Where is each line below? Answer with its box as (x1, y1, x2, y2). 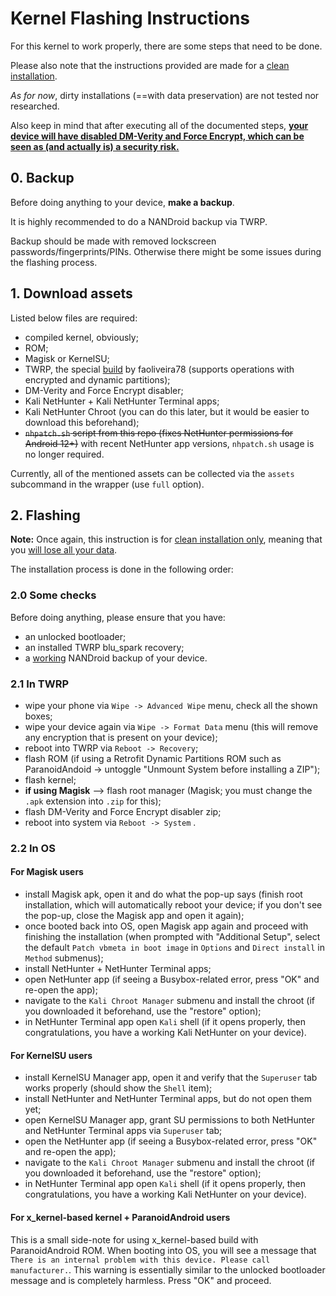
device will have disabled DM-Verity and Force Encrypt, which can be (10, 130, 305, 142)
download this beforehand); (24, 416, 140, 428)
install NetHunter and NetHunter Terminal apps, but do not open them (24, 1093, 312, 1105)
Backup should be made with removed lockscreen (10, 235, 217, 247)
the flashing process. (10, 256, 98, 268)
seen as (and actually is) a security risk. (10, 140, 180, 152)
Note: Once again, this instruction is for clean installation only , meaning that (10, 533, 323, 546)
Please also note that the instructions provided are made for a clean (10, 59, 290, 71)
